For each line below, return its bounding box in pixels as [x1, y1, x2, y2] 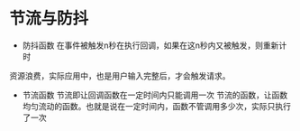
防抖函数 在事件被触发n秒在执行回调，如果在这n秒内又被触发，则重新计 [22, 40, 287, 51]
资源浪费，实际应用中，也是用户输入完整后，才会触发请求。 [9, 70, 231, 81]
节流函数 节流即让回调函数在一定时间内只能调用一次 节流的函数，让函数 [22, 89, 288, 100]
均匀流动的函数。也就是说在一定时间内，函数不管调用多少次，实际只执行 [22, 100, 291, 111]
